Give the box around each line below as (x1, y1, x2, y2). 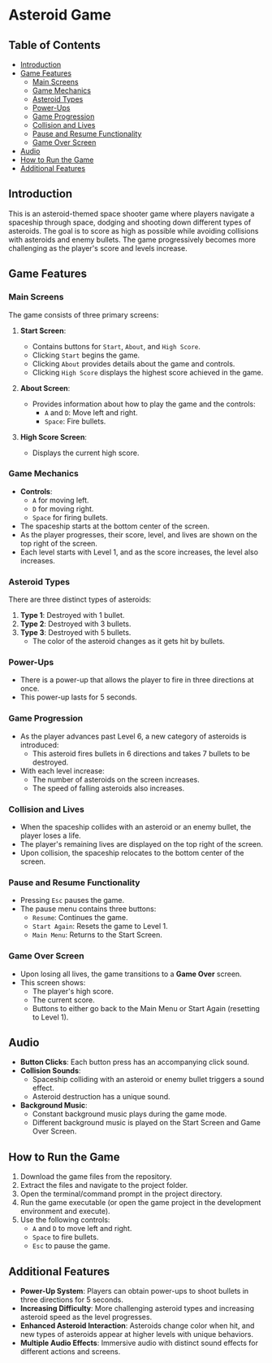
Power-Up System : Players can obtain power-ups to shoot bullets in (19, 1286, 249, 1296)
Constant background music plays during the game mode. (32, 1109, 227, 1119)
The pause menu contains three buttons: (19, 904, 157, 914)
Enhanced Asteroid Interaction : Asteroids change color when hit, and (19, 1321, 255, 1330)
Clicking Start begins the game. (32, 350, 140, 360)
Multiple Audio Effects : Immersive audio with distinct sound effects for (19, 1338, 258, 1348)
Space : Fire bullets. (44, 416, 106, 426)
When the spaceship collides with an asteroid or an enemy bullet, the (19, 822, 252, 831)
